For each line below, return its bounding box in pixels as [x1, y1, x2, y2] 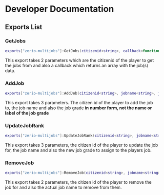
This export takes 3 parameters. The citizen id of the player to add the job [5, 99, 153, 105]
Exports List [5, 23, 42, 31]
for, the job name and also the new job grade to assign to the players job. [5, 147, 152, 153]
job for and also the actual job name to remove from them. [5, 184, 122, 191]
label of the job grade [5, 110, 49, 116]
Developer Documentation [5, 3, 114, 15]
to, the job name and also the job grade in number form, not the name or [5, 105, 152, 111]
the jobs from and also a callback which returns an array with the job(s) [5, 62, 149, 68]
